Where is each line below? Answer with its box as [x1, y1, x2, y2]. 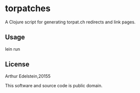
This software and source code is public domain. [5, 82, 103, 88]
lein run [5, 46, 20, 52]
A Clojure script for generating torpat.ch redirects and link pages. [5, 19, 136, 25]
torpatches [5, 3, 51, 14]
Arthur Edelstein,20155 [5, 73, 51, 79]
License [5, 60, 30, 69]
